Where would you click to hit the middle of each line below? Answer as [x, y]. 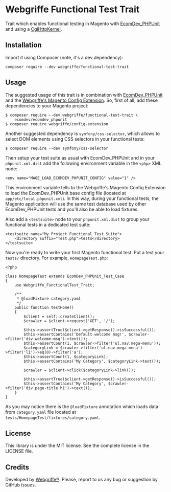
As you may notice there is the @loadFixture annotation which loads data [82, 406]
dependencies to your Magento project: [47, 105]
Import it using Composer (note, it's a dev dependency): [64, 57]
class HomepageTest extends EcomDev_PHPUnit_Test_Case [65, 276]
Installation [23, 45]
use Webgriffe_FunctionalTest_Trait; [55, 285]
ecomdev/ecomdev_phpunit [41, 119]
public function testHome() [44, 307]
